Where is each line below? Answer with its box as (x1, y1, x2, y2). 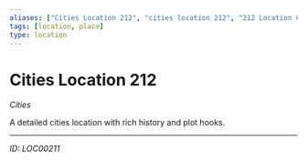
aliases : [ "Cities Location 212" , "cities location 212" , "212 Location (9, 13, 292, 23)
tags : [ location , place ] (9, 22, 104, 31)
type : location (9, 30, 68, 39)
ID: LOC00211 (9, 143, 60, 155)
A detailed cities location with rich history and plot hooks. (9, 117, 226, 128)
